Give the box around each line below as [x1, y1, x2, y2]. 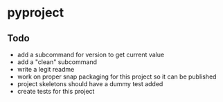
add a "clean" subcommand [17, 58, 97, 66]
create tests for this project [17, 88, 95, 95]
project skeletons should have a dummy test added [17, 80, 163, 88]
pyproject [7, 5, 64, 21]
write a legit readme [17, 65, 75, 73]
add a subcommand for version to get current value [17, 50, 165, 59]
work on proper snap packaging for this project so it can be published [17, 72, 217, 81]
